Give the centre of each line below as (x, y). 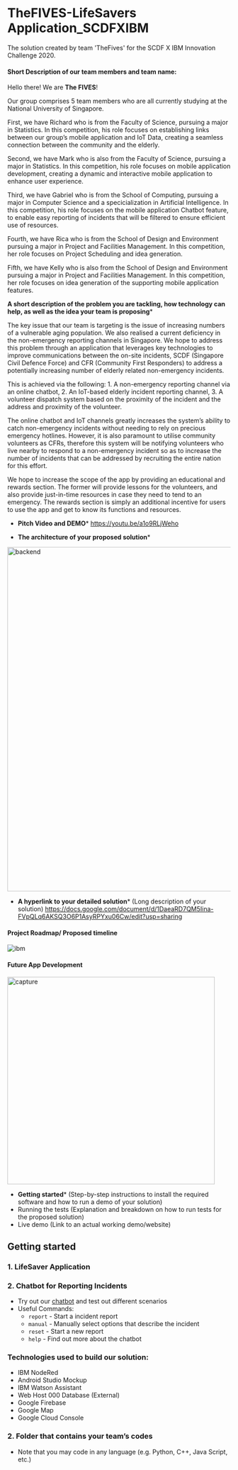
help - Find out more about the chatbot (85, 1339)
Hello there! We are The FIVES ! (53, 87)
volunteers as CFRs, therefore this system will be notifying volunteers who (116, 443)
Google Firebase (42, 1403)
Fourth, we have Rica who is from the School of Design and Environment (113, 239)
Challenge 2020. (32, 55)
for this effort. (28, 466)
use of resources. (33, 225)
